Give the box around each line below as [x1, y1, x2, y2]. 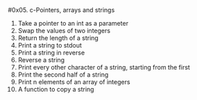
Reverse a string [17, 56, 65, 64]
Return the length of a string [17, 34, 99, 42]
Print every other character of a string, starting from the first [17, 63, 190, 71]
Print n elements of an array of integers [17, 78, 130, 86]
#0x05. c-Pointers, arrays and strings [8, 6, 115, 14]
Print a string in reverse [17, 48, 85, 57]
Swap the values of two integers [17, 27, 110, 34]
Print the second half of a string [17, 70, 109, 79]
